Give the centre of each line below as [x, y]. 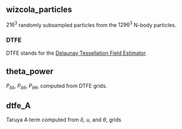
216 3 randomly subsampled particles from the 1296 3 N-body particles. [91, 24]
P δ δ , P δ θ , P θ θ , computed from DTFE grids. [57, 86]
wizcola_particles [39, 10]
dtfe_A [18, 105]
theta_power [30, 72]
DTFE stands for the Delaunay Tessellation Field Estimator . [77, 53]
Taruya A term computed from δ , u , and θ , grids [64, 120]
